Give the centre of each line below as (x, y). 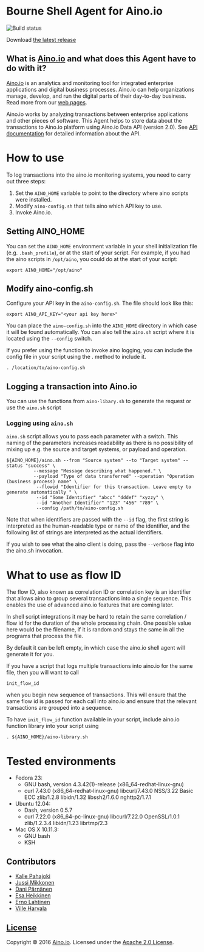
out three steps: (26, 181)
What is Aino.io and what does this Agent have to (101, 59)
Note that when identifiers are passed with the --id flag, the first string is (98, 520)
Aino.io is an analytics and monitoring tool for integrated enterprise (90, 83)
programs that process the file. (45, 636)
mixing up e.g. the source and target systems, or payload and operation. (97, 449)
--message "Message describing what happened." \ (97, 471)
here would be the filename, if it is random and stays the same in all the (95, 630)
